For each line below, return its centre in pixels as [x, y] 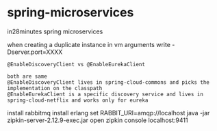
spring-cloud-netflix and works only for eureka [78, 100]
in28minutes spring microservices [55, 31]
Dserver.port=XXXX [35, 52]
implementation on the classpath [55, 88]
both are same [27, 76]
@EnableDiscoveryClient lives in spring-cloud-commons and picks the [108, 82]
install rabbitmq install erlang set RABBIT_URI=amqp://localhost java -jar [108, 113]
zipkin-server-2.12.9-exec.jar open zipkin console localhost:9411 [98, 120]
